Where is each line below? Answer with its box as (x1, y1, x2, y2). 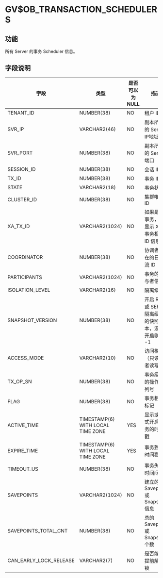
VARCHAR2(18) (79, 184, 116, 191)
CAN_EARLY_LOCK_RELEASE (7, 557, 75, 564)
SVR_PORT (7, 149, 33, 156)
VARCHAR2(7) (79, 557, 113, 564)
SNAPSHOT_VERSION (7, 317, 57, 324)
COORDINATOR (7, 254, 43, 261)
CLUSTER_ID (7, 196, 37, 203)
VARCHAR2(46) (79, 126, 116, 132)
